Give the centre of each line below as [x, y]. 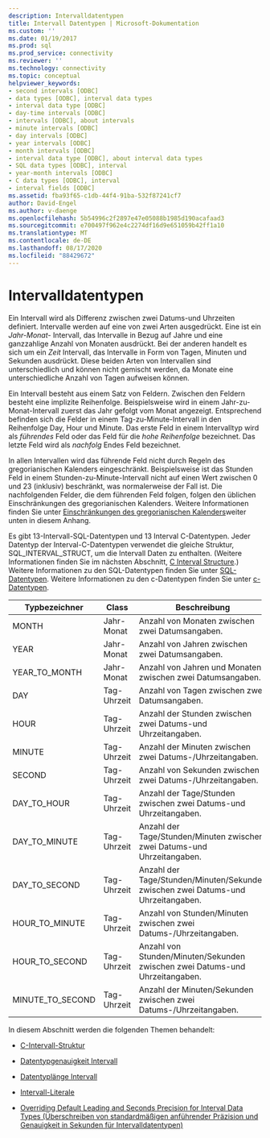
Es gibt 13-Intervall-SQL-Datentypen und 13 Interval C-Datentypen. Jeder [129, 536]
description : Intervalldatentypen [66, 16]
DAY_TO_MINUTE [45, 841]
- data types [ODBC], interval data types [80, 98]
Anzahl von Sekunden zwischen [199, 770]
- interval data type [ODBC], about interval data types [106, 158]
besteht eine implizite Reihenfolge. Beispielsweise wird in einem [114, 402]
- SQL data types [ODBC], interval [68, 166]
